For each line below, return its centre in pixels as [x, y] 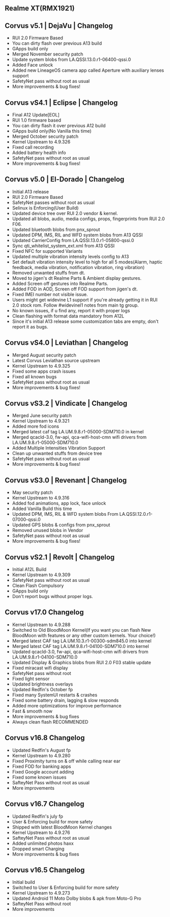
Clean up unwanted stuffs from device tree [57, 453]
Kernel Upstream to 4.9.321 [41, 421]
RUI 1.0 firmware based [37, 120]
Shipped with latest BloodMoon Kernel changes [62, 827]
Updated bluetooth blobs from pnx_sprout [56, 229]
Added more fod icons [36, 426]
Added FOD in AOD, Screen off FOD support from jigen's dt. [75, 289]
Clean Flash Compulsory [38, 586]
